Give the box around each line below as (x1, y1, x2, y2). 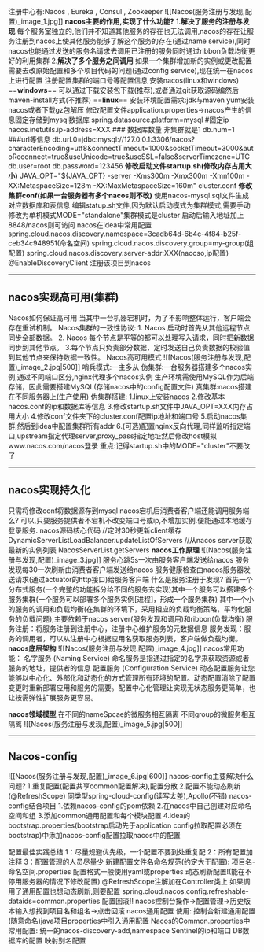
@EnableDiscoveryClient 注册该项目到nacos (8, 258, 152, 268)
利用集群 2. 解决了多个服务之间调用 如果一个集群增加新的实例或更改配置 (21, 56, 253, 65)
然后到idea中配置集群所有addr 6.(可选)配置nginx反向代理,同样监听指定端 (16, 421, 251, 430)
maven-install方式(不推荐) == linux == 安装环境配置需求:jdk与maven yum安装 (8, 95, 255, 105)
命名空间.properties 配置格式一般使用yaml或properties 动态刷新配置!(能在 (8, 867, 245, 876)
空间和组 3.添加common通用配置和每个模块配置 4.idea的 (8, 811, 191, 821)
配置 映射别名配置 (28, 935, 86, 946)
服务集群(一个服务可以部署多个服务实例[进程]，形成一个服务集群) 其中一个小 (8, 594, 255, 603)
